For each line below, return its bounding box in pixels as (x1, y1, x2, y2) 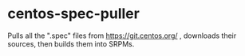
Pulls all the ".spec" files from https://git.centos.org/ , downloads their (7, 31, 237, 40)
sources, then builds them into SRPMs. (7, 39, 135, 48)
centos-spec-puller (7, 5, 140, 23)
